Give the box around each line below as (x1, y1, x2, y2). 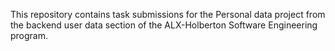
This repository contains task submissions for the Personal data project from (10, 9, 326, 20)
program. (10, 30, 49, 41)
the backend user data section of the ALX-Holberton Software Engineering (10, 19, 318, 31)
